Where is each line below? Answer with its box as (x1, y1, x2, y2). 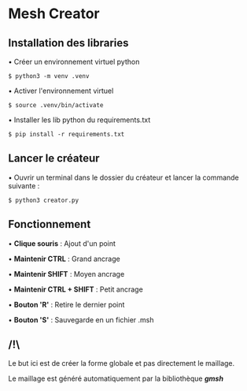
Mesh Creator (8, 5, 100, 23)
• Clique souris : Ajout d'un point (8, 238, 116, 248)
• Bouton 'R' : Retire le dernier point (8, 300, 125, 309)
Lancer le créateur (8, 151, 100, 166)
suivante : (8, 181, 40, 190)
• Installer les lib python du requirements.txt (8, 115, 151, 125)
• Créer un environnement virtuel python (8, 57, 140, 66)
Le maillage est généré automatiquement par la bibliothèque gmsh (8, 374, 224, 383)
